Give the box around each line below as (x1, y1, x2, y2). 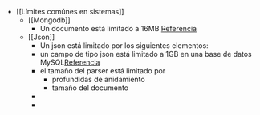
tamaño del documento (51, 83, 129, 93)
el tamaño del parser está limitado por (39, 66, 166, 75)
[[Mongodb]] (27, 15, 71, 25)
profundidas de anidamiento (51, 75, 146, 84)
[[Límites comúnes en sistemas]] (15, 7, 124, 16)
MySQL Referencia (39, 57, 100, 67)
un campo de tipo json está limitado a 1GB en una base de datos (39, 50, 252, 58)
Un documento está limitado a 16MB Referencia (39, 24, 197, 33)
